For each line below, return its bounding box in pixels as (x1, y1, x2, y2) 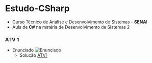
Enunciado (12, 47, 34, 53)
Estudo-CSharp (5, 3, 70, 14)
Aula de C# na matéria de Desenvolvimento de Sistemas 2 (12, 24, 130, 30)
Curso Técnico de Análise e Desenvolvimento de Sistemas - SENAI (12, 19, 148, 25)
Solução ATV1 (19, 52, 48, 58)
